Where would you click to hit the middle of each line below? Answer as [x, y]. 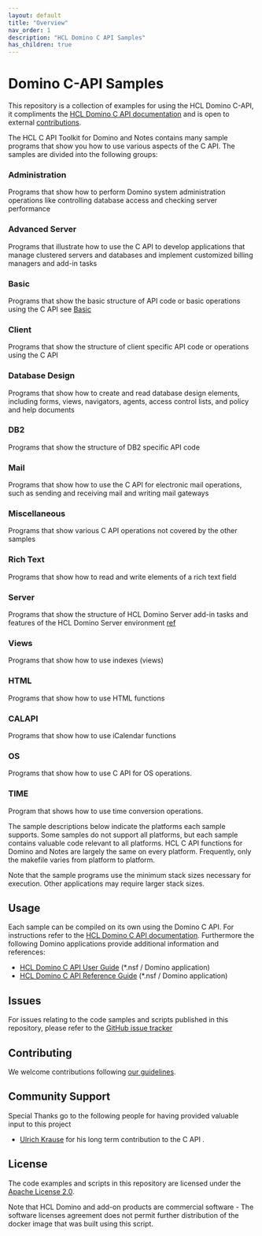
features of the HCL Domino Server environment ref [92, 623]
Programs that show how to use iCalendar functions [92, 735]
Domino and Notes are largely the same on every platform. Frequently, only [130, 851]
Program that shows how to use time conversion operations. [106, 811]
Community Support [59, 1097]
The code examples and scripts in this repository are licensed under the [125, 1183]
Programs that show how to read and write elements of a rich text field [122, 577]
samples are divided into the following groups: [83, 155]
